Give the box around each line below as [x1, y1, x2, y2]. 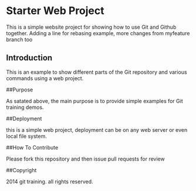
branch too [6, 36, 33, 43]
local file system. [6, 132, 47, 139]
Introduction [6, 53, 53, 63]
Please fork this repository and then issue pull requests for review [6, 155, 165, 162]
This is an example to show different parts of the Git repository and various [6, 69, 187, 76]
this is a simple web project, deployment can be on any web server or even [6, 126, 188, 133]
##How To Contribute [6, 144, 59, 151]
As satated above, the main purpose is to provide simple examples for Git [6, 97, 183, 104]
